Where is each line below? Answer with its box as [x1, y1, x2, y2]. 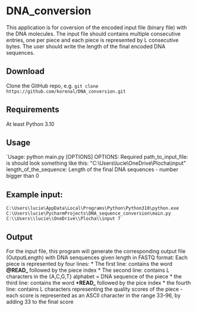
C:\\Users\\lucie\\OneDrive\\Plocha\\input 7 [6, 216, 120, 222]
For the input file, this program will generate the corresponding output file [6, 248, 186, 255]
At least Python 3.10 [6, 120, 55, 127]
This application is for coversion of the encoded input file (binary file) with [6, 24, 187, 31]
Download [6, 67, 45, 77]
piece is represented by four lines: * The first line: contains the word [6, 260, 173, 267]
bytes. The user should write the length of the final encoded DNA [6, 43, 166, 50]
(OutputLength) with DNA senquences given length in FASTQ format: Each [6, 254, 188, 261]
